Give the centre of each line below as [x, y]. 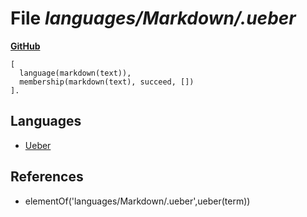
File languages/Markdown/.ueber [153, 18]
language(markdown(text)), [75, 73]
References [47, 177]
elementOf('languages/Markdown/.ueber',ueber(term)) [137, 201]
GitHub [25, 46]
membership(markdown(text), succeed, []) [107, 82]
